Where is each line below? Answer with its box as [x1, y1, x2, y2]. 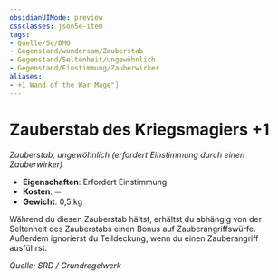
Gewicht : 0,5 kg [22, 196, 83, 207]
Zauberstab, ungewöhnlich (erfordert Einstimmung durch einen [9, 149, 245, 160]
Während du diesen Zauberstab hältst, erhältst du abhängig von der [9, 213, 263, 224]
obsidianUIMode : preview [9, 13, 103, 23]
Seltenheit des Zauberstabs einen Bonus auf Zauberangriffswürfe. [9, 223, 256, 234]
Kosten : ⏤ [22, 186, 62, 197]
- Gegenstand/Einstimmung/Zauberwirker [9, 64, 160, 73]
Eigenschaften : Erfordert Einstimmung [22, 176, 168, 187]
